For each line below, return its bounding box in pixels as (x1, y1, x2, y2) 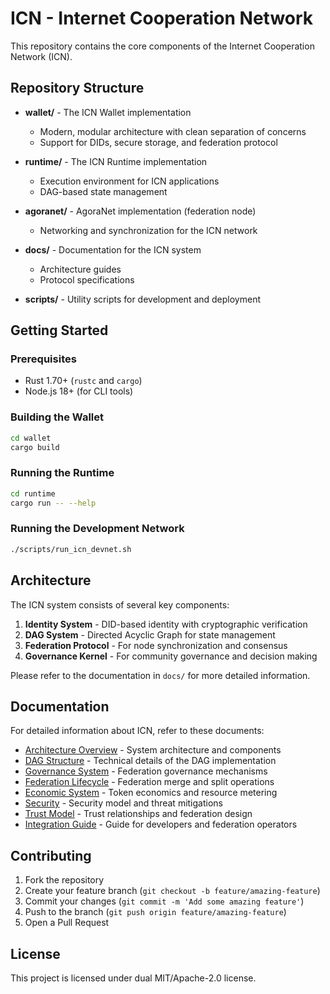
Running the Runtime (10, 466, 115, 480)
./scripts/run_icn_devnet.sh (10, 544, 132, 554)
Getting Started (10, 322, 109, 339)
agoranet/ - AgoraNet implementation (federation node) (24, 205, 257, 217)
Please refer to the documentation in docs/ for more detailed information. (10, 669, 311, 681)
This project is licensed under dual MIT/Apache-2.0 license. (10, 972, 257, 984)
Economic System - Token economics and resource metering (24, 787, 278, 799)
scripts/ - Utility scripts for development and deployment (24, 293, 262, 305)
